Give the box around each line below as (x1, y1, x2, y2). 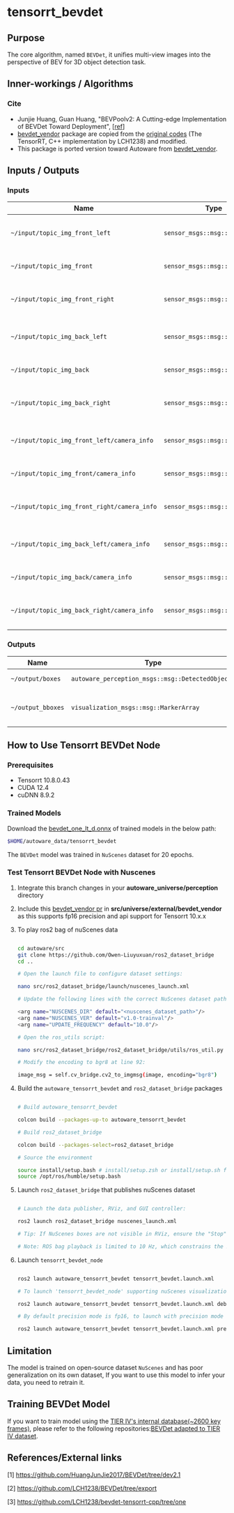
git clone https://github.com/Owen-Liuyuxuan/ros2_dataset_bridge (17, 951, 214, 959)
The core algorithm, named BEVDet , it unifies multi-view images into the (7, 50, 211, 59)
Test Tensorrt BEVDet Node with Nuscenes (7, 867, 156, 877)
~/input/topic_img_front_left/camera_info (10, 436, 154, 445)
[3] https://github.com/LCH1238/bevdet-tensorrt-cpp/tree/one (7, 1497, 187, 1506)
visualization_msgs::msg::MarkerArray (70, 704, 200, 711)
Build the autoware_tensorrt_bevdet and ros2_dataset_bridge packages (17, 1084, 223, 1093)
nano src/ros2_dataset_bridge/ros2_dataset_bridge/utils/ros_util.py (17, 1047, 224, 1054)
